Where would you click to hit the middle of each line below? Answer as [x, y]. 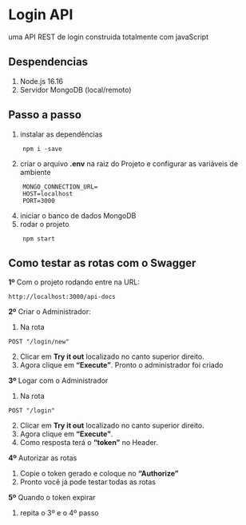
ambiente [35, 172]
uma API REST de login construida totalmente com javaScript [109, 37]
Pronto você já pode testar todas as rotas [87, 482]
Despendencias [48, 62]
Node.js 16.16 [42, 81]
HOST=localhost [48, 193]
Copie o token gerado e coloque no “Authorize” [99, 474]
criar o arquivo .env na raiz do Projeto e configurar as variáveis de [129, 163]
